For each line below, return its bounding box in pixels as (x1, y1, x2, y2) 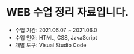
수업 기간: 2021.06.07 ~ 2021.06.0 (14, 26, 97, 34)
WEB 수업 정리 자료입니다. (6, 5, 129, 19)
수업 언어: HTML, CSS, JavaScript (14, 34, 97, 41)
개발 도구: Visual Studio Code (14, 41, 87, 49)
